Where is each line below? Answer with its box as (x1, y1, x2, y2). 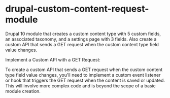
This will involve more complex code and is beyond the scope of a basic (5, 82, 156, 89)
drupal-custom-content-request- (5, 3, 149, 15)
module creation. (5, 88, 41, 94)
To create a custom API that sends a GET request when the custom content (5, 67, 163, 73)
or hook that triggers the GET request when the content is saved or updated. (5, 77, 165, 83)
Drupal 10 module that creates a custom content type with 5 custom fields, (5, 30, 161, 37)
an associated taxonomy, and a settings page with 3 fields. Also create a (5, 36, 157, 42)
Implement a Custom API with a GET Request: (5, 56, 100, 62)
